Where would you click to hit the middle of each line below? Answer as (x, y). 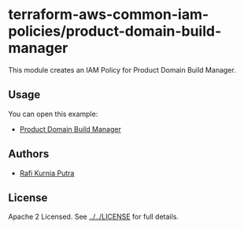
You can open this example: (53, 114)
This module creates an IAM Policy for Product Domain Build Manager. (122, 69)
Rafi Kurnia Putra (47, 173)
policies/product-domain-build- (115, 31)
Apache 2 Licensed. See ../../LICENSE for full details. (94, 217)
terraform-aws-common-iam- (109, 15)
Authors (29, 154)
